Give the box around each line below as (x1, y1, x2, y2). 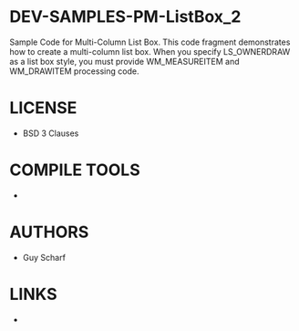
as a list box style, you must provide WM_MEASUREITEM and (9, 56, 240, 67)
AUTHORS (9, 222, 89, 243)
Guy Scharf (22, 252, 67, 263)
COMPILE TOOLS (9, 160, 140, 181)
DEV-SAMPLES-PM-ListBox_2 (9, 6, 242, 27)
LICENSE (9, 98, 77, 119)
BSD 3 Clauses (22, 128, 79, 139)
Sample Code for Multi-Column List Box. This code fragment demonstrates (9, 36, 291, 47)
